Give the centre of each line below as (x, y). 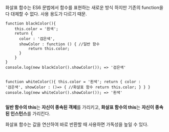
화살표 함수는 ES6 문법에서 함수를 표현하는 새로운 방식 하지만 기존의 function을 (84, 7)
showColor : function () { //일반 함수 (59, 44)
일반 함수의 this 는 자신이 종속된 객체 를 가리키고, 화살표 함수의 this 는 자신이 (80, 107)
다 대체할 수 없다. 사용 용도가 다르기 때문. (46, 14)
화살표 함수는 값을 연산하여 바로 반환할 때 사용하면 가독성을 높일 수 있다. (77, 124)
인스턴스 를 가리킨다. (30, 113)
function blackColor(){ (31, 23)
